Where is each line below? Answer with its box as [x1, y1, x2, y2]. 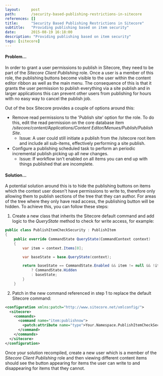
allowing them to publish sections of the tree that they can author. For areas [5, 193, 156, 199]
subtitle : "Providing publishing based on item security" [5, 25, 130, 30]
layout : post [5, 7, 40, 12]
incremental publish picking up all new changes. [12, 150, 109, 156]
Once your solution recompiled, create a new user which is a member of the [5, 350, 157, 356]
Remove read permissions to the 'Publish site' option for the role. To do [12, 114, 154, 120]
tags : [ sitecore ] [5, 39, 40, 44]
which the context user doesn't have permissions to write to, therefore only [5, 188, 155, 194]
